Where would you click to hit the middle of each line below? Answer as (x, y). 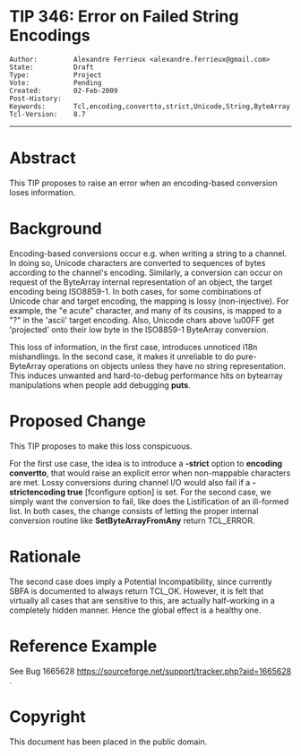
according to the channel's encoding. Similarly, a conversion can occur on (146, 272)
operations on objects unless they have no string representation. (167, 365)
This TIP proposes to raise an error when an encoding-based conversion (143, 183)
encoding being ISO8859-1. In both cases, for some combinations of (135, 291)
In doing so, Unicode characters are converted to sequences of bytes (138, 262)
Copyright (48, 716)
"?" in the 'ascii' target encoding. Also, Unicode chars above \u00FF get (142, 320)
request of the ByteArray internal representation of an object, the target (141, 282)
